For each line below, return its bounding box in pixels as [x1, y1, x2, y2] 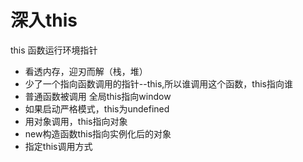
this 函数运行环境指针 [10, 44, 98, 56]
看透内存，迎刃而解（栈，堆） [24, 65, 148, 77]
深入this [10, 9, 78, 32]
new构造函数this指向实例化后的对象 [24, 127, 172, 140]
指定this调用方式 [24, 140, 93, 152]
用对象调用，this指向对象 [24, 115, 128, 127]
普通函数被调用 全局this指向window [24, 90, 172, 102]
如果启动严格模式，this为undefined [24, 102, 170, 115]
